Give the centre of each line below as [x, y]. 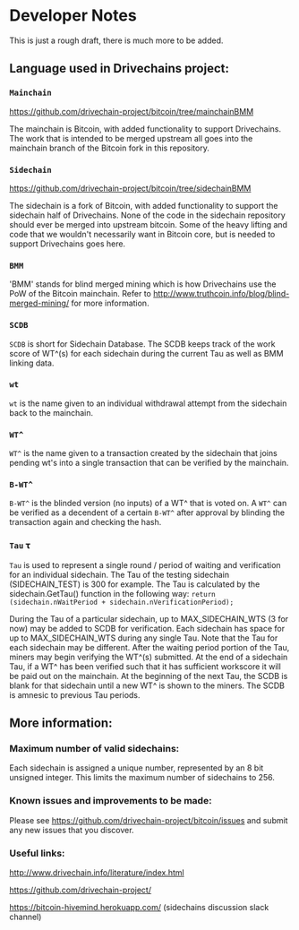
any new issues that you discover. [72, 830]
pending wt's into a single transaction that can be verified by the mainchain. [149, 463]
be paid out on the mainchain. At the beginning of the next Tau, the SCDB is [149, 676]
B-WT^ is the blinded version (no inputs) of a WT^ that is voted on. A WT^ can [148, 504]
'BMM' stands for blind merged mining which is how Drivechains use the [143, 284]
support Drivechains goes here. [68, 244]
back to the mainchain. [51, 412]
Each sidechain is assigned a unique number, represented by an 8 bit [137, 768]
